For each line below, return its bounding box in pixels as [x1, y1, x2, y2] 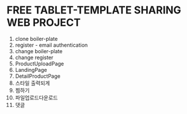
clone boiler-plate [15, 35, 58, 42]
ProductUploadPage [15, 60, 64, 67]
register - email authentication [15, 42, 88, 49]
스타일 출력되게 [15, 80, 50, 87]
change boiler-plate [15, 47, 63, 54]
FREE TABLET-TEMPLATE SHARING [6, 4, 182, 17]
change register [15, 54, 54, 61]
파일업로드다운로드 [15, 94, 58, 101]
